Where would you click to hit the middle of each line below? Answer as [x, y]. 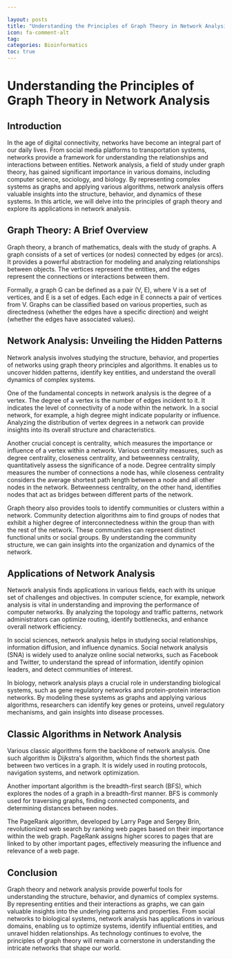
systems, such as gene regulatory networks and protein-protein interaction [114, 690]
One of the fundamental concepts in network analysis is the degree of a [109, 393]
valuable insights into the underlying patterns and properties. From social [111, 911]
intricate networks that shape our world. [64, 948]
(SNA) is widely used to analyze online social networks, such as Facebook [113, 655]
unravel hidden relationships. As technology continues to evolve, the [105, 933]
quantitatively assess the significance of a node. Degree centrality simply [112, 465]
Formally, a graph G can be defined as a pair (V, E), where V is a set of [107, 289]
